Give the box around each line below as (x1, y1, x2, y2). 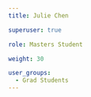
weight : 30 (8, 55, 44, 63)
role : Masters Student (8, 41, 83, 48)
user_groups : (8, 69, 51, 77)
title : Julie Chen (8, 11, 69, 20)
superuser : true (8, 25, 62, 34)
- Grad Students (15, 76, 69, 84)
